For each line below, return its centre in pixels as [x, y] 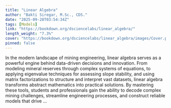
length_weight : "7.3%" [29, 34]
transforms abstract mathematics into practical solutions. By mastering [79, 85]
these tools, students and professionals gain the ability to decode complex [83, 90]
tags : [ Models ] [21, 24]
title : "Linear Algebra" [32, 10]
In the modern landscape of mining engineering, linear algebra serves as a [83, 58]
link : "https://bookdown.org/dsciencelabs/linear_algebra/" [70, 29]
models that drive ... [26, 101]
